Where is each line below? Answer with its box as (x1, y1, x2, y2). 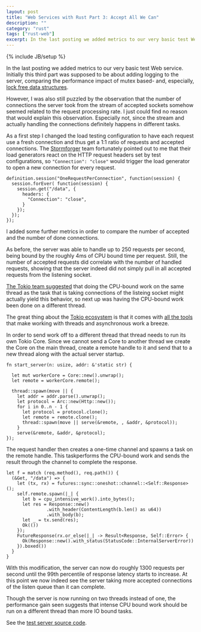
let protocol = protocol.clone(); (22, 409, 109, 415)
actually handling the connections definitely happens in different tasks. (6, 121, 181, 127)
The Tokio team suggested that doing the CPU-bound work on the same (6, 283, 184, 290)
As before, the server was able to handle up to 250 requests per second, (6, 246, 185, 253)
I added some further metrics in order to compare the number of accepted (6, 228, 190, 235)
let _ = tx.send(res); (22, 517, 79, 523)
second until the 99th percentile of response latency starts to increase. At (6, 570, 188, 578)
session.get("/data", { (17, 186, 77, 192)
